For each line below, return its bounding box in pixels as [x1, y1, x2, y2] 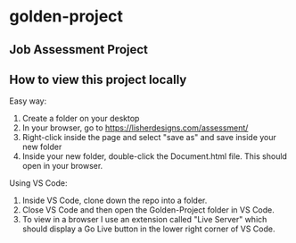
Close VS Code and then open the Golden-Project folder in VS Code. [21, 205, 275, 215]
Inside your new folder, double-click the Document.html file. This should [21, 151, 288, 162]
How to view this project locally [9, 71, 187, 87]
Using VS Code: [9, 178, 68, 189]
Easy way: [9, 96, 47, 106]
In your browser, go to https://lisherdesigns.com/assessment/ [21, 122, 249, 133]
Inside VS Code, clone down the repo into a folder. [21, 195, 208, 206]
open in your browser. [21, 161, 103, 172]
